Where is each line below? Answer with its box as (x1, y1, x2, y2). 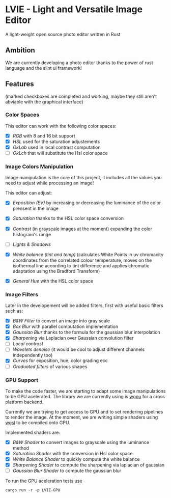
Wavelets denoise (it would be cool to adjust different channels (12, 346, 145, 352)
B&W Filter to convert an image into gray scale (12, 318, 110, 324)
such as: (5, 308, 23, 314)
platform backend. (5, 399, 44, 405)
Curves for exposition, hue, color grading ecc (12, 357, 108, 364)
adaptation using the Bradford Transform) (12, 268, 100, 274)
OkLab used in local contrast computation (12, 144, 101, 150)
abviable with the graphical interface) (5, 98, 83, 105)
